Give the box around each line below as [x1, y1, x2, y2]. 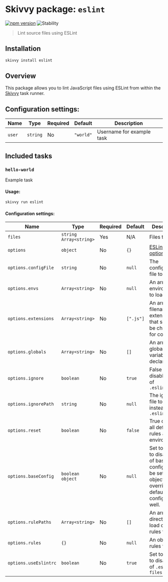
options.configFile [7, 265, 54, 271]
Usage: [5, 188, 21, 195]
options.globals [7, 349, 46, 355]
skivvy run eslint [5, 200, 43, 205]
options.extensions [7, 316, 54, 322]
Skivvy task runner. [5, 90, 45, 96]
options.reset [7, 428, 41, 433]
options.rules [7, 540, 41, 546]
